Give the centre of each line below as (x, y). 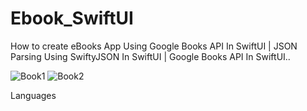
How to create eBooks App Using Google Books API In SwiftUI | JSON (154, 46)
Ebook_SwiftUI (72, 18)
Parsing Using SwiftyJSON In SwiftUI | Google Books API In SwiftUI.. (150, 56)
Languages (33, 95)
